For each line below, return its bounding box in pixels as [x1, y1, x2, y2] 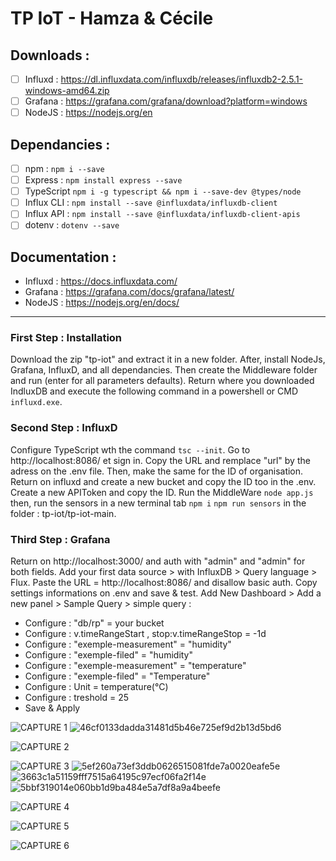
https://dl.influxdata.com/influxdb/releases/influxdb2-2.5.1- [60, 73, 304, 85]
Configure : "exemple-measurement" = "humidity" [24, 638, 232, 651]
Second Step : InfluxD [10, 421, 118, 435]
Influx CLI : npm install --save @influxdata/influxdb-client [24, 197, 278, 209]
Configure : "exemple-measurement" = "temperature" [24, 660, 247, 672]
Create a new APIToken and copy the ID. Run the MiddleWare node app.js [10, 486, 314, 498]
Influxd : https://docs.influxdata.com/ [24, 275, 178, 287]
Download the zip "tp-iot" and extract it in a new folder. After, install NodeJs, [10, 353, 326, 366]
